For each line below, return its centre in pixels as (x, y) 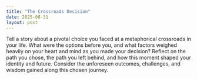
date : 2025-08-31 (27, 17)
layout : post (22, 22)
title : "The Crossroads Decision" (49, 11)
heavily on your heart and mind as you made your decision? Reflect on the (96, 51)
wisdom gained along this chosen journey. (57, 70)
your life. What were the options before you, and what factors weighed (92, 45)
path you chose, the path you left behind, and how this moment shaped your (98, 58)
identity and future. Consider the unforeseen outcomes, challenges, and (94, 64)
